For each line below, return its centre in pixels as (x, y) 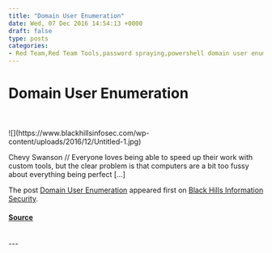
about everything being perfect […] (67, 174)
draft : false (30, 31)
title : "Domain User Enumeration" (67, 16)
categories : (28, 46)
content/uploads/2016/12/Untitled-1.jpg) (75, 141)
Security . (23, 198)
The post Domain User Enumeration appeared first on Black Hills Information (136, 190)
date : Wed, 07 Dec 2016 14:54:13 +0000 (76, 23)
